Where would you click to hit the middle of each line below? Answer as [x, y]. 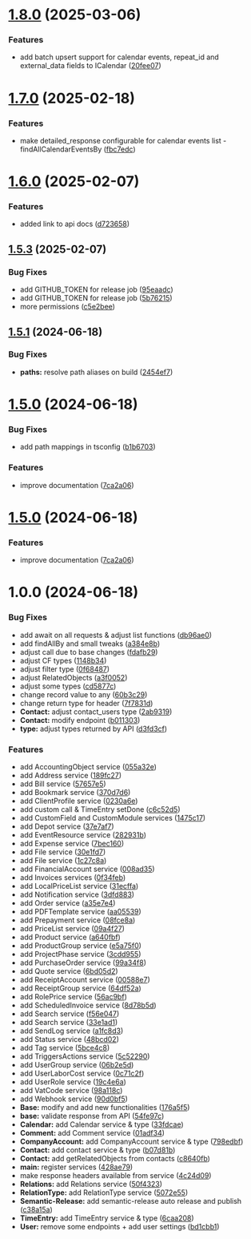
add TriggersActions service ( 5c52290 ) [85, 1056]
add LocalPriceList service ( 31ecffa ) [79, 886]
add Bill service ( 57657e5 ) [63, 784]
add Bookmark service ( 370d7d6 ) [75, 792]
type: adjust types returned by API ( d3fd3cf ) [94, 728]
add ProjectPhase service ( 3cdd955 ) [80, 954]
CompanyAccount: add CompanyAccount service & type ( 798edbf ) [131, 1141]
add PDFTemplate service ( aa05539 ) [80, 911]
